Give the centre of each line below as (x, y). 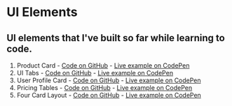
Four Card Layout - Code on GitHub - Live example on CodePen (109, 95)
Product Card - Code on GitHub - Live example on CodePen (103, 66)
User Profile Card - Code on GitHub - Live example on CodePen (109, 80)
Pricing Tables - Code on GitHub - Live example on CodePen (104, 88)
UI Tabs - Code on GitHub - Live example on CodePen (95, 73)
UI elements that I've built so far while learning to (116, 38)
